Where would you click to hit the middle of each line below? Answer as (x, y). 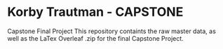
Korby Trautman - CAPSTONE (95, 12)
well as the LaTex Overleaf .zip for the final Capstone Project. (95, 38)
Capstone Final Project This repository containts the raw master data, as (111, 31)
